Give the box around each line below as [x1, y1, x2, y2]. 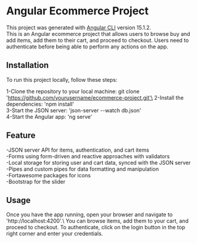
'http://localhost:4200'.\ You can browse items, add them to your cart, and [6, 217, 189, 224]
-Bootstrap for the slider [6, 178, 66, 185]
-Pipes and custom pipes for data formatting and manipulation [6, 165, 159, 173]
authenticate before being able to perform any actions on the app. [6, 43, 168, 50]
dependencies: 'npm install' [6, 100, 75, 107]
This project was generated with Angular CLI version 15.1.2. [6, 24, 152, 31]
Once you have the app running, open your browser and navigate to [6, 211, 173, 219]
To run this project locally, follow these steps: [6, 76, 118, 83]
